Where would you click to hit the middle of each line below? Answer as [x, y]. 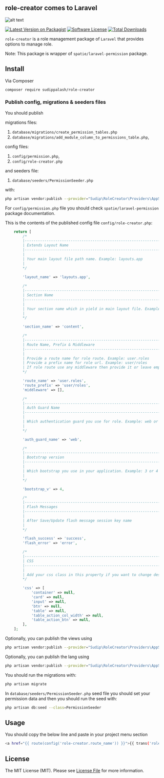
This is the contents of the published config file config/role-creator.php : [79, 223]
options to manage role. [29, 44]
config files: [17, 146]
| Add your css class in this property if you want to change [87, 575]
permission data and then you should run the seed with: [61, 698]
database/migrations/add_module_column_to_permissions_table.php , [81, 137]
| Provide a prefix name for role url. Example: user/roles [85, 363]
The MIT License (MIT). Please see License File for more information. [74, 771]
